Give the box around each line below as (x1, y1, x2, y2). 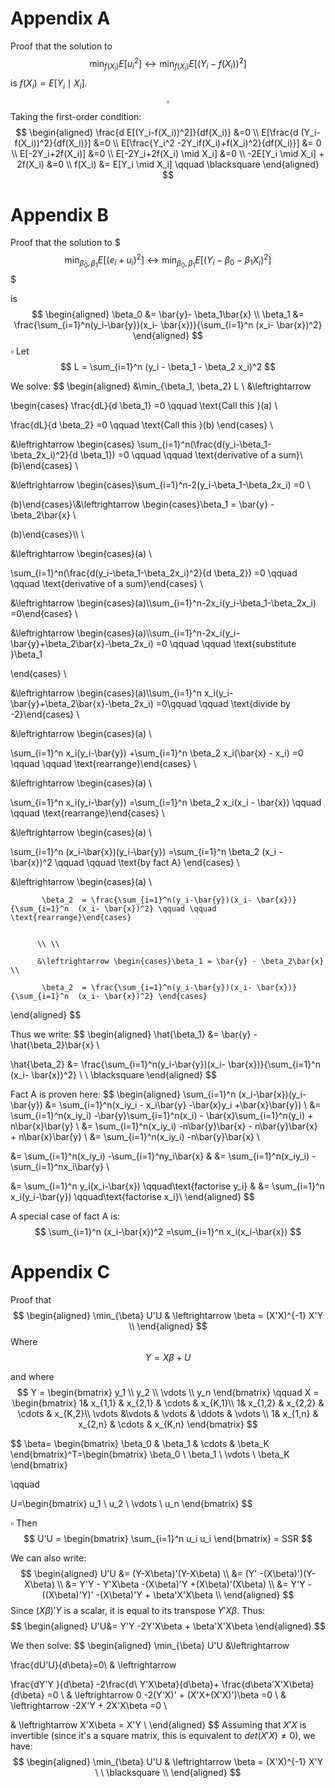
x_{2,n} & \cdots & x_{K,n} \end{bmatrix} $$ (78, 1418, 258, 1431)
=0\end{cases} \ (10, 608, 78, 620)
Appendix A (10, 7, 111, 30)
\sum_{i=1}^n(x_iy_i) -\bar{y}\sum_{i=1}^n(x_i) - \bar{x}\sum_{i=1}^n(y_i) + (10, 1110, 314, 1122)
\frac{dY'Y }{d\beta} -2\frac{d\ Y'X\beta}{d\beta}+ (10, 1678, 220, 1691)
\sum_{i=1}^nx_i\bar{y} (10, 1161, 105, 1173)
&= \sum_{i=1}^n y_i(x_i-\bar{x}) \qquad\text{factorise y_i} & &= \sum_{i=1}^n (10, 1180, 325, 1192)
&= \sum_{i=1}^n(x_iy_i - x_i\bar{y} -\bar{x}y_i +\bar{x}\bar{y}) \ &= (44, 1099, 322, 1111)
